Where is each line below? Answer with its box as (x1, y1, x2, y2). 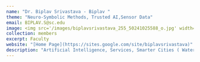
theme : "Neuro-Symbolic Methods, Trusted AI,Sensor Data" (6, 14, 153, 20)
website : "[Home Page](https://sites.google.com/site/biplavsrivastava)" (6, 42, 193, 48)
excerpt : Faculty (6, 36, 49, 42)
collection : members (6, 31, 58, 37)
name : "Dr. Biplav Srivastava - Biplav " (6, 8, 111, 15)
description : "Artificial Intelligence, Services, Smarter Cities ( (6, 47, 180, 53)
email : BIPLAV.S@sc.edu (6, 19, 65, 25)
